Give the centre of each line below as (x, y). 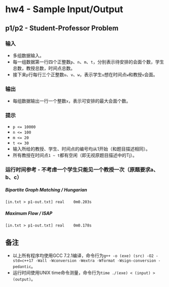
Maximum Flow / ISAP (29, 213)
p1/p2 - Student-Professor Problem (62, 28)
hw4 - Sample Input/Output (64, 9)
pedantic (22, 267)
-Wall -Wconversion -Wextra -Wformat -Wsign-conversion (96, 261)
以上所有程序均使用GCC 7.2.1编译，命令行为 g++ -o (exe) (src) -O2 (83, 256)
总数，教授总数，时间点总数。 (44, 68)
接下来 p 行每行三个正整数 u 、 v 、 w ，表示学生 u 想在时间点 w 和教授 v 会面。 (85, 74)
